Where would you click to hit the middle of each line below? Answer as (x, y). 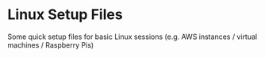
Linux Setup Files (65, 15)
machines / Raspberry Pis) (51, 44)
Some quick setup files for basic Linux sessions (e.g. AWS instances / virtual (132, 37)
